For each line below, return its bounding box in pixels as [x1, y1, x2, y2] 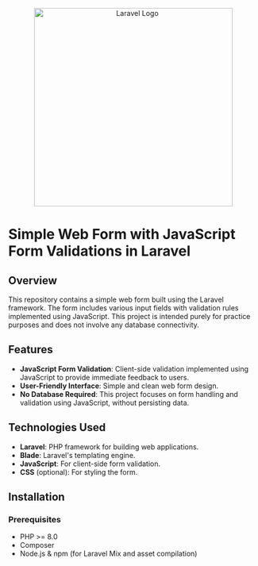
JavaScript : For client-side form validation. [19, 459, 161, 468]
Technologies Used [8, 421, 106, 434]
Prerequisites [8, 514, 61, 525]
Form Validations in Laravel [8, 242, 191, 260]
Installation [8, 491, 65, 504]
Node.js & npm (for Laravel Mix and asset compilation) [19, 549, 198, 559]
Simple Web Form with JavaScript [8, 225, 236, 244]
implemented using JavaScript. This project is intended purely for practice [8, 312, 251, 321]
